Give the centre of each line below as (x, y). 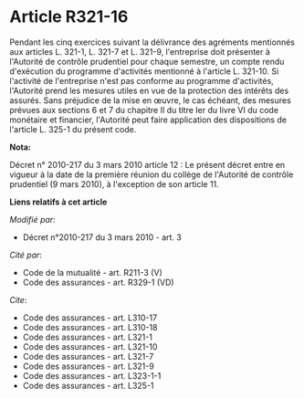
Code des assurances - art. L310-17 (90, 318)
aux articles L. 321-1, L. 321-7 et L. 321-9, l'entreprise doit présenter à (140, 51)
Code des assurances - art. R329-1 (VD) (99, 282)
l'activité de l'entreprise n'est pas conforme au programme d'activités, (142, 80)
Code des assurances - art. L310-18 (90, 327)
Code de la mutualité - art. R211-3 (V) (92, 272)
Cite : (18, 299)
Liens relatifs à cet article (58, 202)
